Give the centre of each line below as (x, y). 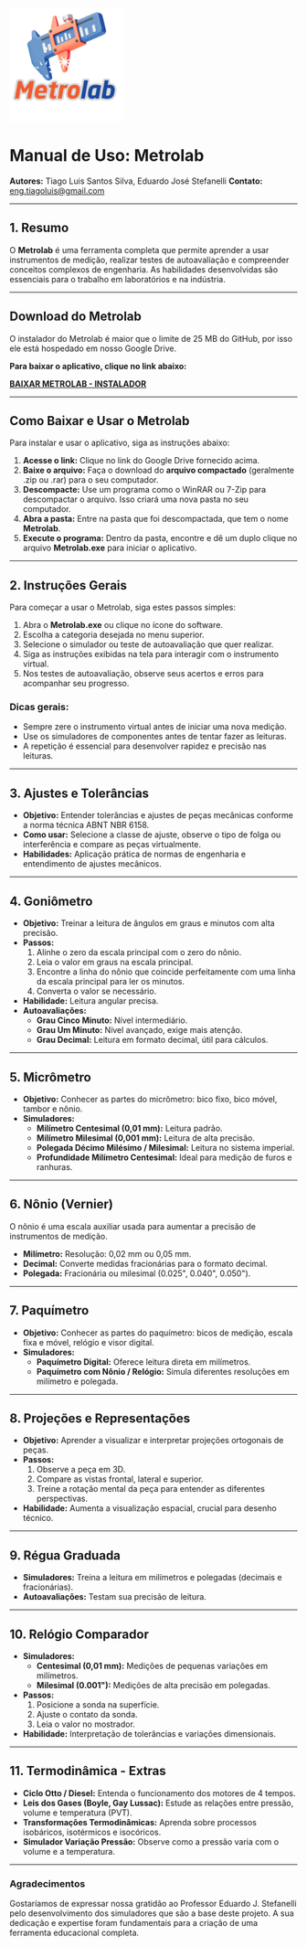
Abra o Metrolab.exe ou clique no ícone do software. (123, 625)
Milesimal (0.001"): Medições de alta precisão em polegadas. (153, 1685)
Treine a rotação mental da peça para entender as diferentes (150, 1489)
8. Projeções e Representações (100, 1418)
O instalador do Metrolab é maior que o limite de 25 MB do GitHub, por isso (151, 338)
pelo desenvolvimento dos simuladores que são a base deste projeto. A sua (152, 1913)
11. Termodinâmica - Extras (88, 1771)
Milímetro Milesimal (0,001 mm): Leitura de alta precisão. (146, 1138)
